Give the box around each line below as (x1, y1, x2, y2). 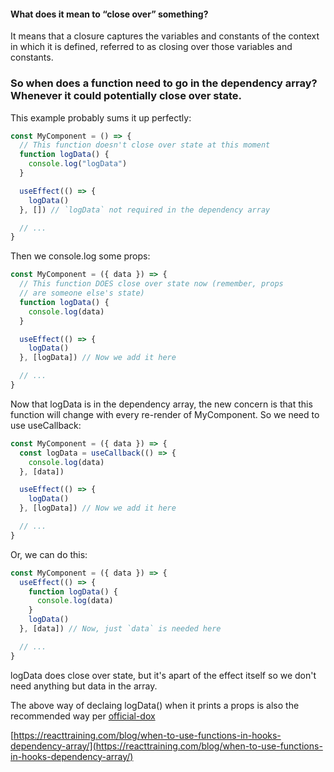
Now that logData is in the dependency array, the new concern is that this (10, 398, 313, 410)
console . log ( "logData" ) (28, 159, 128, 169)
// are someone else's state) (19, 288, 145, 298)
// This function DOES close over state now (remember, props (19, 279, 284, 289)
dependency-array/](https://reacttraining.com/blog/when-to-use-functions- (10, 740, 323, 752)
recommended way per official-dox (10, 710, 156, 722)
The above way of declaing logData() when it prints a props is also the (10, 699, 300, 711)
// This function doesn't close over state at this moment (19, 140, 271, 150)
